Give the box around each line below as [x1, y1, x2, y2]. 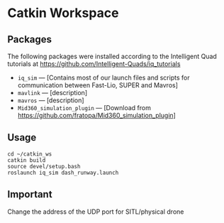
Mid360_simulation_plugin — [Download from [17, 104, 151, 111]
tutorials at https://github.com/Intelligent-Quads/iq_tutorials [7, 60, 181, 68]
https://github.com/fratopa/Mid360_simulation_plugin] [17, 111, 176, 119]
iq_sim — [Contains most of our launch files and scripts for [17, 73, 190, 82]
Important [7, 188, 52, 200]
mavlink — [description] [17, 89, 87, 97]
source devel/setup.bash [7, 163, 81, 170]
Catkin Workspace [7, 5, 119, 21]
